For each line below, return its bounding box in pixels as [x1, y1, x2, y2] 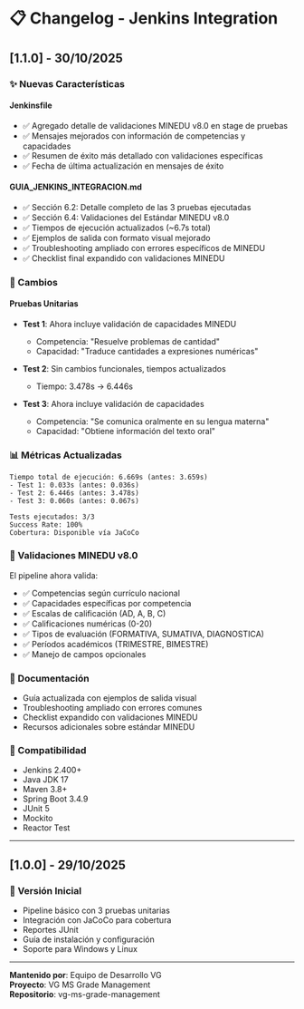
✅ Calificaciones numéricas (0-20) [22, 618, 153, 629]
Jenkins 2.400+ [22, 764, 82, 776]
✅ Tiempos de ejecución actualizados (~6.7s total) [22, 222, 211, 233]
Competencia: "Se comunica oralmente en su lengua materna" [35, 416, 270, 427]
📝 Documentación [9, 672, 90, 684]
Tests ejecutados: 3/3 [9, 512, 95, 522]
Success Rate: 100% [9, 520, 83, 529]
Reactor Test [22, 822, 71, 833]
